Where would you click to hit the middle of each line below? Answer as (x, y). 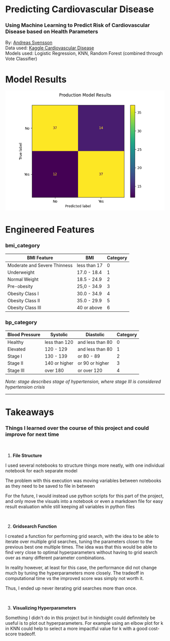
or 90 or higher (93, 363)
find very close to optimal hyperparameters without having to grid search (81, 552)
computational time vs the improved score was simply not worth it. (75, 578)
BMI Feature (40, 258)
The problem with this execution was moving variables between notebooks (83, 480)
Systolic (59, 335)
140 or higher (59, 363)
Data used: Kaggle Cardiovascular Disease (50, 48)
